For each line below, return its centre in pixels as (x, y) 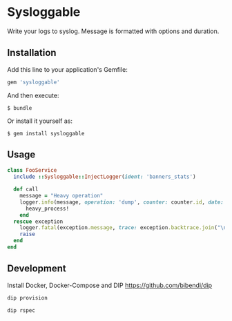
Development (37, 269)
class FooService (32, 171)
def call (26, 189)
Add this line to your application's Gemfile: (67, 69)
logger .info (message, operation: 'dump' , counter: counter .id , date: (122, 202)
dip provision (28, 298)
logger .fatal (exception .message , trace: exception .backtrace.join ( (118, 228)
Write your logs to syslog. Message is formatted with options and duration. (113, 31)
